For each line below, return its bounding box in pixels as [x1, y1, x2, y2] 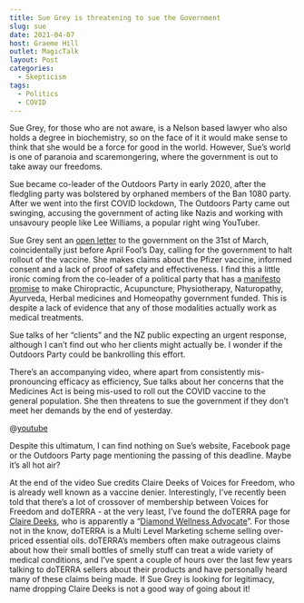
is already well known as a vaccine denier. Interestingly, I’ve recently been [9, 487, 287, 498]
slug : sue [9, 22, 47, 31]
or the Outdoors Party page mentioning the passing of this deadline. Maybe [9, 450, 292, 461]
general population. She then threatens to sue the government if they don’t [9, 396, 289, 407]
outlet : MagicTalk [9, 47, 79, 56]
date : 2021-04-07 [9, 30, 75, 39]
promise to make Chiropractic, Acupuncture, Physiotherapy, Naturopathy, [9, 283, 284, 294]
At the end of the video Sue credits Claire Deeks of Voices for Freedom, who [9, 478, 295, 489]
